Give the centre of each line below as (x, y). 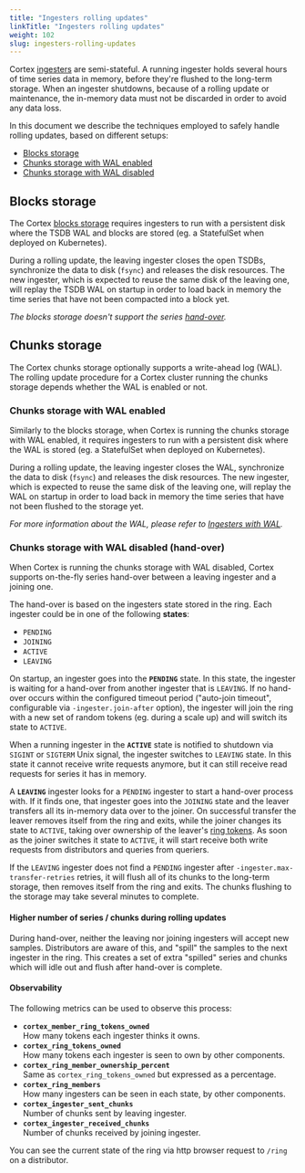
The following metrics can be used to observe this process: (121, 1008)
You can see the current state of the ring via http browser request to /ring (148, 1150)
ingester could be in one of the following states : (99, 614)
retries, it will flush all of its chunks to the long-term (173, 877)
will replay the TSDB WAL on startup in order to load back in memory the (146, 289)
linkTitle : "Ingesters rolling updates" (87, 26)
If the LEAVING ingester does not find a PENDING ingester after (122, 867)
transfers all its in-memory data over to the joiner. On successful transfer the (153, 811)
